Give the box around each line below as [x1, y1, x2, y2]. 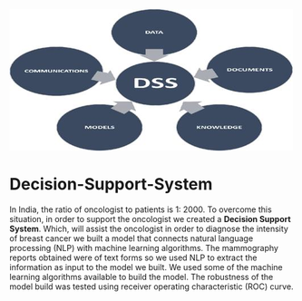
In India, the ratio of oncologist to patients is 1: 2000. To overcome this [9, 204, 272, 215]
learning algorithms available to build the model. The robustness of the [9, 271, 274, 282]
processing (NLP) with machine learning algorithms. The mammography [9, 242, 279, 253]
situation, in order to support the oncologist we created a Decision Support [9, 213, 292, 224]
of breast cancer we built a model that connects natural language [9, 232, 254, 244]
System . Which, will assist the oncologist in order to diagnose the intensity [9, 223, 288, 234]
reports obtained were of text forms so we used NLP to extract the [9, 252, 258, 263]
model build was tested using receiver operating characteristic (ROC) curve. [9, 281, 294, 292]
